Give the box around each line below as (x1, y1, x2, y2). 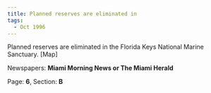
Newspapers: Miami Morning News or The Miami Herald (7, 64, 174, 73)
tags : (7, 17, 23, 24)
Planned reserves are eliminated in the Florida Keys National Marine (7, 43, 205, 51)
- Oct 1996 (13, 23, 46, 30)
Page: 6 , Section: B (7, 77, 64, 86)
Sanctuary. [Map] (7, 50, 58, 58)
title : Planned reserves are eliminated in (7, 10, 138, 18)
